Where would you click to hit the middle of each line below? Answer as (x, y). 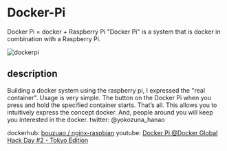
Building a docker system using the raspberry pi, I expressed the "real (106, 90)
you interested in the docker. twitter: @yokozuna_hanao (86, 119)
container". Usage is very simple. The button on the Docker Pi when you (109, 97)
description (32, 74)
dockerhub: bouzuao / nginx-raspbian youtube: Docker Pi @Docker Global (112, 132)
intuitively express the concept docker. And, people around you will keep (110, 112)
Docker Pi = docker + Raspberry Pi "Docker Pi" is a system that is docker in (114, 32)
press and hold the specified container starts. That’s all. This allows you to (112, 105)
